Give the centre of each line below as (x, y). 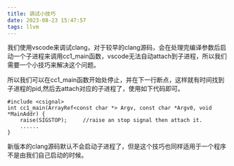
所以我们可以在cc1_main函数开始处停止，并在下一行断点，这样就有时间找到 (116, 80)
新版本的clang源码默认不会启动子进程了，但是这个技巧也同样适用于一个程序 (117, 146)
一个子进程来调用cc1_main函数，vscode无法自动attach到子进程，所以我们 (120, 56)
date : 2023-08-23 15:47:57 (47, 20)
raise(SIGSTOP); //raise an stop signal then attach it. (111, 120)
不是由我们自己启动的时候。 (47, 155)
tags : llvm (23, 27)
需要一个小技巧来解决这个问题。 (53, 65)
